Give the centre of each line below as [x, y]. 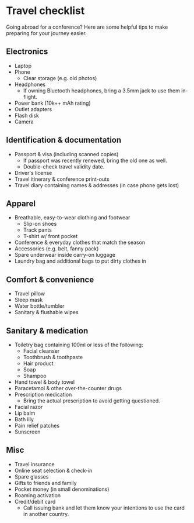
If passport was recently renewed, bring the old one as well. [95, 160]
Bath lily [24, 419]
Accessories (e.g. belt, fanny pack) [57, 249]
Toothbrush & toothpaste [53, 357]
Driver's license [33, 173]
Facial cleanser [41, 351]
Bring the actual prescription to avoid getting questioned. [91, 401]
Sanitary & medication [47, 331]
